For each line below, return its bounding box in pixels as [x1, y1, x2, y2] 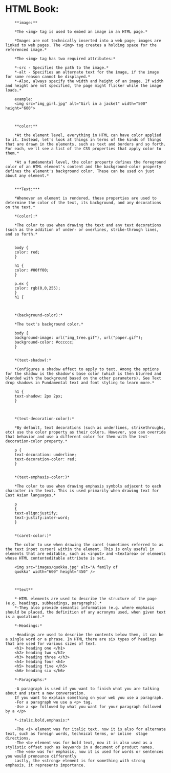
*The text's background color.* [14, 321, 83, 327]
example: [14, 96, 33, 102]
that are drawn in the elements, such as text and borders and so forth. [5, 141, 166, 147]
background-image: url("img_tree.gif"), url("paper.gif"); [14, 335, 143, 340]
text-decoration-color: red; [14, 456, 77, 462]
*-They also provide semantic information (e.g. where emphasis [14, 605, 155, 610]
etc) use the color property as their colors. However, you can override [5, 429, 166, 435]
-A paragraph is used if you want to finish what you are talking [14, 686, 159, 691]
